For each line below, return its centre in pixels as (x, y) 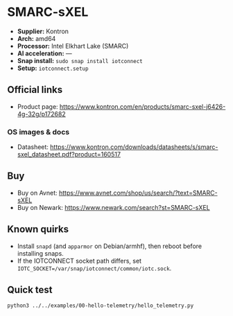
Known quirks (38, 229)
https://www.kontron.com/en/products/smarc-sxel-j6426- (143, 106)
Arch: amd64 (36, 38)
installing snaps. (40, 253)
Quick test (30, 290)
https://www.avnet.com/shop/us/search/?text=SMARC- (138, 193)
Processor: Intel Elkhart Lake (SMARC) (73, 46)
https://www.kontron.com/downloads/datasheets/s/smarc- (134, 147)
